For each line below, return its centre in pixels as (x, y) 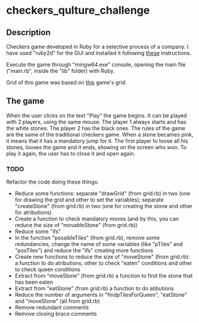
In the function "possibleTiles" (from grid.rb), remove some (87, 238)
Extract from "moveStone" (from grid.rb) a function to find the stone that (104, 276)
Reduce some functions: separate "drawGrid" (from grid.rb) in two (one (102, 194)
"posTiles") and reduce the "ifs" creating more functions (84, 250)
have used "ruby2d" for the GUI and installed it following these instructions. (99, 53)
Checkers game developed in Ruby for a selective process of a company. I (97, 46)
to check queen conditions (47, 269)
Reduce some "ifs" (38, 232)
